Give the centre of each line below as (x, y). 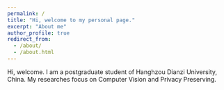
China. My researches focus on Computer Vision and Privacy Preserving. (112, 79)
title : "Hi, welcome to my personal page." (71, 20)
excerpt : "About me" (37, 26)
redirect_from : (29, 39)
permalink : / (26, 13)
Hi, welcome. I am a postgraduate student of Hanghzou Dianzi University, (112, 72)
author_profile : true (39, 33)
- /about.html (34, 53)
